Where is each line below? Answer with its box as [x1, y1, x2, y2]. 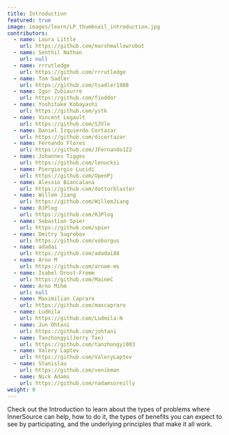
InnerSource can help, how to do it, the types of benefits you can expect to [7, 413, 223, 421]
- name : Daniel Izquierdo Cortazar [13, 127, 117, 134]
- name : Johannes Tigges [13, 153, 86, 160]
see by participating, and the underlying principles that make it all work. [7, 420, 213, 429]
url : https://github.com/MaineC [19, 276, 113, 283]
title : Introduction [7, 10, 68, 17]
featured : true [7, 17, 52, 24]
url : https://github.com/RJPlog [19, 211, 113, 218]
